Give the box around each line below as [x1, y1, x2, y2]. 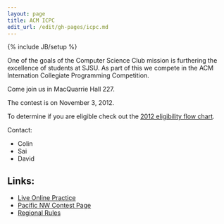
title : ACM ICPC [7, 17, 55, 24]
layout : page [7, 10, 46, 18]
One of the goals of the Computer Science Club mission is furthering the [7, 56, 218, 65]
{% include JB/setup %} [7, 43, 77, 51]
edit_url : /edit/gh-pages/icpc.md [7, 23, 109, 30]
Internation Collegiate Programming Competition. [7, 71, 149, 80]
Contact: [7, 126, 33, 135]
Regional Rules [17, 209, 61, 217]
